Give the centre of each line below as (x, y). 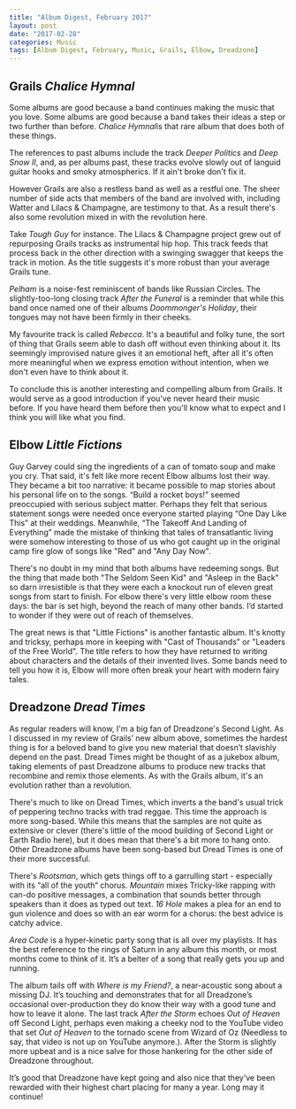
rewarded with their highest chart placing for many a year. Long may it (137, 1087)
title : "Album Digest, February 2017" (80, 17)
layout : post (33, 26)
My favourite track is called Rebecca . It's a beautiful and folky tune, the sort (147, 334)
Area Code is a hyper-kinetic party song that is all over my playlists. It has (143, 940)
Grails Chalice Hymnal (72, 86)
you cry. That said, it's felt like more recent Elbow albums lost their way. (140, 475)
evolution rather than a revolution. (71, 785)
